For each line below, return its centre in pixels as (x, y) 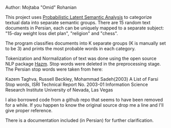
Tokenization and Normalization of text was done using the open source (81, 58)
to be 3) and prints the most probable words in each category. (71, 49)
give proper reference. (29, 110)
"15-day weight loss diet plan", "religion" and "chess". (62, 33)
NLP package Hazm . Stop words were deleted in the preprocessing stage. (83, 64)
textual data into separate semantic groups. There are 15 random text (78, 23)
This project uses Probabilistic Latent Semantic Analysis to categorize (79, 17)
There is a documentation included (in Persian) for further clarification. (80, 120)
